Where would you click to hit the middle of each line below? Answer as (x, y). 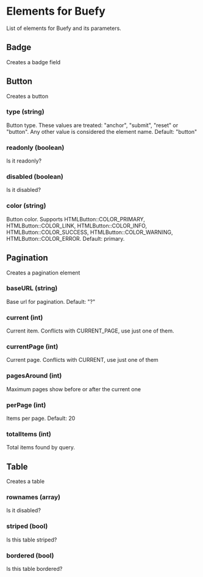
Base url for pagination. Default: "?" (51, 301)
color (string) (26, 206)
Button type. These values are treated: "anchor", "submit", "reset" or (92, 125)
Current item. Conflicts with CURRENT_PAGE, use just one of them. (91, 331)
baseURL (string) (32, 288)
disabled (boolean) (35, 177)
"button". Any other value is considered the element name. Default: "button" (102, 131)
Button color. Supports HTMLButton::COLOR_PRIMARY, (76, 219)
